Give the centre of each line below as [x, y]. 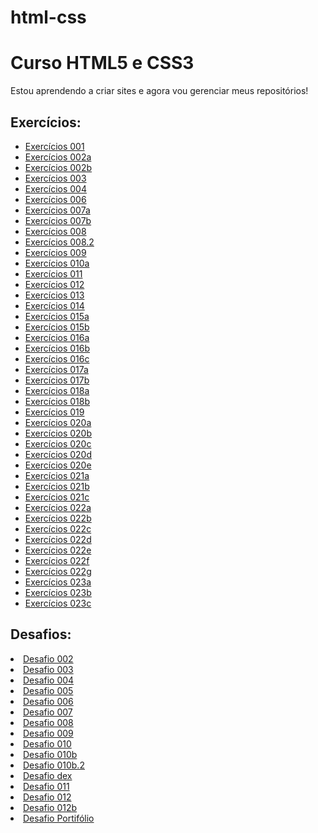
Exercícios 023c [58, 603]
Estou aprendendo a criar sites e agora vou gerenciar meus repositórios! [159, 91]
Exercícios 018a [57, 390]
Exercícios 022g [58, 571]
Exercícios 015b [57, 327]
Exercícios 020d [58, 454]
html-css [48, 17]
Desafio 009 [48, 733]
